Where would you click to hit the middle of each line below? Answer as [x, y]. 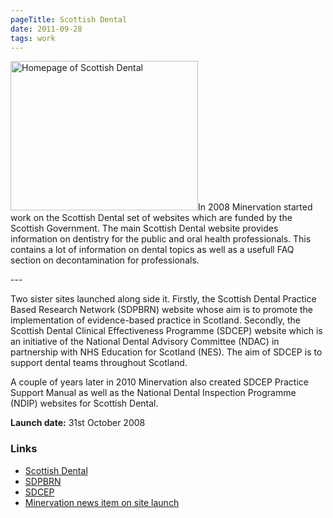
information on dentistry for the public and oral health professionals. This [161, 239]
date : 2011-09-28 [46, 29]
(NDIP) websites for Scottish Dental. [84, 403]
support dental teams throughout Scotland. [99, 363]
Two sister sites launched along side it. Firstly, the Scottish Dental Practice [163, 299]
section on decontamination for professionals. [105, 260]
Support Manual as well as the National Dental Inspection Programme [153, 393]
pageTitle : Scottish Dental [69, 19]
